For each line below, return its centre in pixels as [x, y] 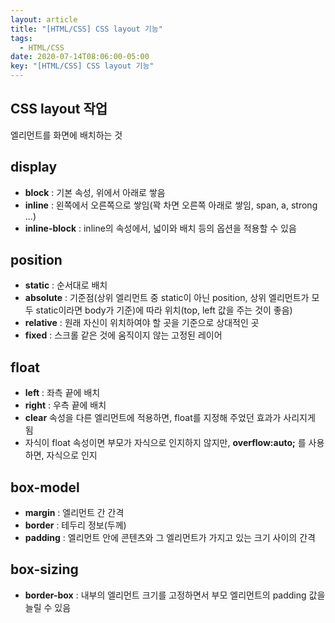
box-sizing [44, 569]
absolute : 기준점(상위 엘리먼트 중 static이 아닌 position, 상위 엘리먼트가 [167, 298]
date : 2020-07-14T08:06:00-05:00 [80, 57]
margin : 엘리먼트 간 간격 [74, 513]
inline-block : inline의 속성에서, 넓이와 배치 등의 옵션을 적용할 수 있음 [160, 228]
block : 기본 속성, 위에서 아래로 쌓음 [95, 192]
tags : [21, 38]
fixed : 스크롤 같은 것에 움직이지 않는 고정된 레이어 [123, 335]
